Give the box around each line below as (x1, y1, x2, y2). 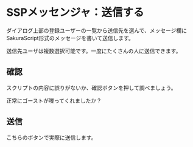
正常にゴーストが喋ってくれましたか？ (6, 97, 102, 104)
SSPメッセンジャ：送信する (6, 5, 144, 19)
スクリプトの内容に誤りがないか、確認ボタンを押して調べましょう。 (6, 84, 177, 91)
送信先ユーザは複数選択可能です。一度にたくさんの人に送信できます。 (6, 47, 181, 55)
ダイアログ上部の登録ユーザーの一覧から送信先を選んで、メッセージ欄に (6, 27, 188, 34)
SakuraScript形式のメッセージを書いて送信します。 (6, 34, 134, 41)
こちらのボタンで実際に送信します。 (6, 134, 97, 141)
